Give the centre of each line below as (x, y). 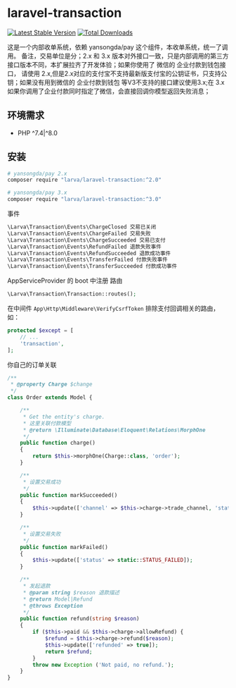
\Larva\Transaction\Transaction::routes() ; (72, 294)
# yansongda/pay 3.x (38, 193)
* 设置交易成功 (42, 482)
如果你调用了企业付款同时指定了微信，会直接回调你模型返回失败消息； (109, 91)
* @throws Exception (53, 606)
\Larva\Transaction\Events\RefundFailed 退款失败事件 (84, 247)
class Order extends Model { (50, 398)
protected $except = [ (40, 331)
